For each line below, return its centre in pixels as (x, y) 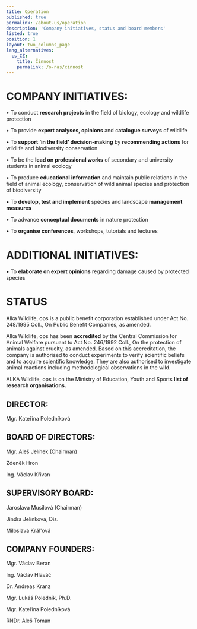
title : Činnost (36, 61)
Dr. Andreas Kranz (29, 586)
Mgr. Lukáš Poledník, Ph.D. (39, 598)
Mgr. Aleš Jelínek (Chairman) (42, 451)
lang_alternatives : (30, 50)
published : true (26, 17)
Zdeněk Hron (22, 463)
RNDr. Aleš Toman (28, 621)
